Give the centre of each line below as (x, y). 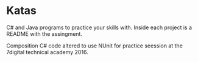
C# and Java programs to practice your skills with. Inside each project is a (99, 27)
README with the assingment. (44, 33)
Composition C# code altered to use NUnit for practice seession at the (94, 46)
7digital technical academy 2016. (47, 52)
